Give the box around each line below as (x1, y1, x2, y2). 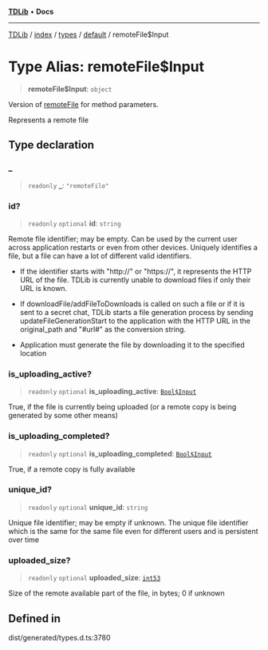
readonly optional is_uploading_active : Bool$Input (27, 387, 197, 397)
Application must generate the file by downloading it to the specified (19, 340, 245, 349)
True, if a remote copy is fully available (8, 464, 136, 474)
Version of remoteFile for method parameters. (8, 99, 159, 109)
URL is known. (19, 283, 68, 293)
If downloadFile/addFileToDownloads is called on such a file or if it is (19, 299, 246, 309)
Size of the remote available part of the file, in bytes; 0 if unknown (8, 588, 225, 598)
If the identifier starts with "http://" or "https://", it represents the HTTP (19, 266, 252, 276)
